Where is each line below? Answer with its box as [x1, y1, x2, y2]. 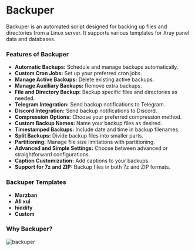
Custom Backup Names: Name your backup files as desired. [14, 120, 163, 127]
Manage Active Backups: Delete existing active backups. [14, 76, 154, 83]
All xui [14, 198, 31, 205]
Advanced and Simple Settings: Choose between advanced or [14, 145, 168, 152]
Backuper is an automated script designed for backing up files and [6, 23, 167, 30]
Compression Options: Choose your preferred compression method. [14, 113, 182, 121]
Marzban [14, 192, 38, 199]
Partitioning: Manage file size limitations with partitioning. [14, 139, 156, 146]
